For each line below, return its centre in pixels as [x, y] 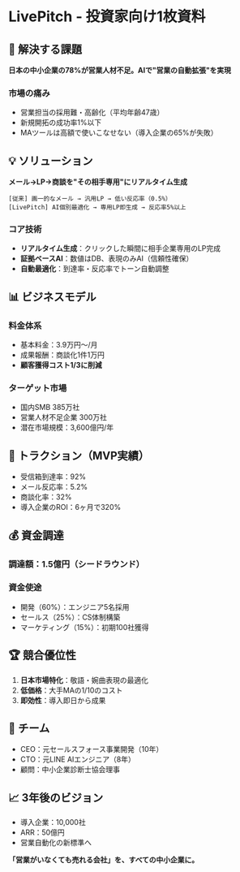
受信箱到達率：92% [53, 477]
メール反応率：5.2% [54, 487]
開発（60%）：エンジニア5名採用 [75, 607]
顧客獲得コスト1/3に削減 [61, 365]
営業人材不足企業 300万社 [64, 417]
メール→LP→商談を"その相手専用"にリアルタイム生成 [98, 182]
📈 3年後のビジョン [56, 798]
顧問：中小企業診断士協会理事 [70, 770]
